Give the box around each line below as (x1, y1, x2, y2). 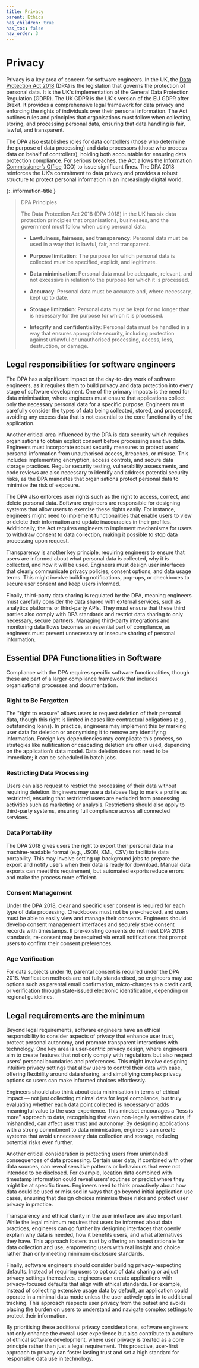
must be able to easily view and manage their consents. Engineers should (6, 914, 187, 921)
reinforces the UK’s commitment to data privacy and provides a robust (6, 170, 178, 177)
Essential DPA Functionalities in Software (6, 653, 162, 663)
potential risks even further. (6, 1138, 74, 1146)
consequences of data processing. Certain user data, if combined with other (6, 1156, 193, 1164)
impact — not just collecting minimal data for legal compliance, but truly (6, 1094, 182, 1101)
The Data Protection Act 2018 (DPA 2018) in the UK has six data (20, 210, 176, 217)
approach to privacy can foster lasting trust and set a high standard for (6, 1348, 179, 1356)
